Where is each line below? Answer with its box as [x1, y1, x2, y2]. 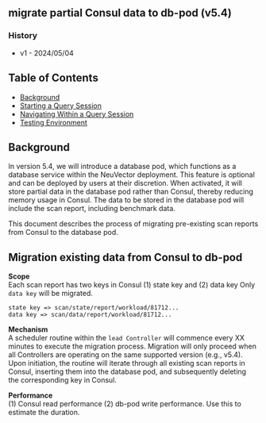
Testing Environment [19, 117, 87, 127]
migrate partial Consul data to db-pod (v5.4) [8, 6, 232, 20]
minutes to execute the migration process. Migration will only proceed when [8, 341, 256, 352]
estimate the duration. [8, 408, 80, 417]
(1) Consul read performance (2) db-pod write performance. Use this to [8, 399, 242, 409]
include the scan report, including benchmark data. [8, 204, 176, 213]
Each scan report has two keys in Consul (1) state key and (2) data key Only [8, 280, 256, 290]
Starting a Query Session [19, 101, 102, 110]
